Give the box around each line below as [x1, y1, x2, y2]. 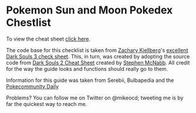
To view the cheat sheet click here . [6, 35, 91, 42]
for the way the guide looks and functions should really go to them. [6, 65, 168, 72]
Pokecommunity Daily [6, 83, 59, 90]
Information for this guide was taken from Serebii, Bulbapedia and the [6, 77, 174, 84]
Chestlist [6, 16, 51, 29]
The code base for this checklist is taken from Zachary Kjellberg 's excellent [6, 46, 188, 53]
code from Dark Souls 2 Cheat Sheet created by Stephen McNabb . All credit [6, 59, 190, 66]
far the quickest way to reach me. [6, 100, 87, 107]
